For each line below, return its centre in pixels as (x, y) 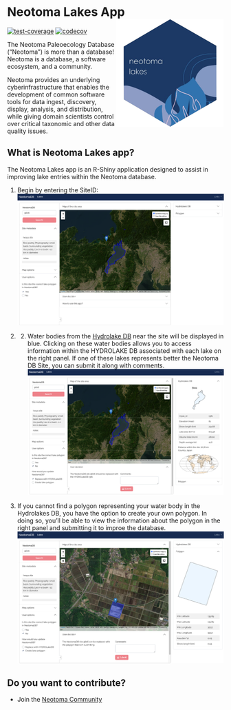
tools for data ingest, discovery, (52, 101)
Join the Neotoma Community (59, 700)
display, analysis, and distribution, (55, 109)
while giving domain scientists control (60, 116)
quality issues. (27, 131)
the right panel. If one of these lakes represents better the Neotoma (123, 358)
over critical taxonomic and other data (61, 123)
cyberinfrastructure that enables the (58, 87)
